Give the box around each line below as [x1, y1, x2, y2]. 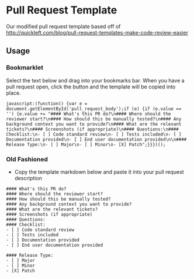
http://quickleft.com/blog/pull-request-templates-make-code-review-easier [6, 29, 189, 36]
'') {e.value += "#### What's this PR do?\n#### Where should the [6, 111, 171, 117]
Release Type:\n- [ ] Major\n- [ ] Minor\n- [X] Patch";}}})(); [6, 142, 166, 147]
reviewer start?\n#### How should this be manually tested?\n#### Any [6, 116, 182, 122]
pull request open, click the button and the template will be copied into [6, 83, 176, 90]
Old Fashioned [6, 155, 49, 163]
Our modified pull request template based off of [6, 23, 121, 30]
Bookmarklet [6, 64, 44, 72]
